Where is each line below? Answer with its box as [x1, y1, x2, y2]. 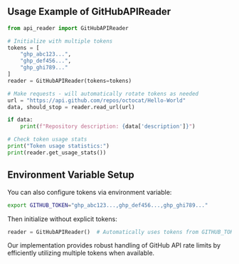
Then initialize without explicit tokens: [7, 214, 117, 223]
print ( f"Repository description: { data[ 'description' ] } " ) [20, 123, 196, 131]
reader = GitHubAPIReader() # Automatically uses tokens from [7, 228, 199, 235]
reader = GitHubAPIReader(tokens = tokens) [7, 77, 132, 84]
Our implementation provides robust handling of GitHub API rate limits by [7, 241, 221, 250]
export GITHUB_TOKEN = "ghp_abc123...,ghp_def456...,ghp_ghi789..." [7, 201, 208, 209]
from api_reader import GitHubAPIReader [7, 24, 129, 31]
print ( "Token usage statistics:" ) [7, 143, 110, 150]
